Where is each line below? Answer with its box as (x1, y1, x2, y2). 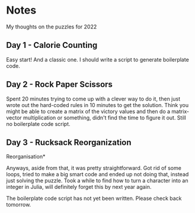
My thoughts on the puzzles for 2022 (6, 23, 97, 30)
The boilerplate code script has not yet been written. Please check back (6, 195, 182, 202)
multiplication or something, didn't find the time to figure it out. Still (23, 114, 187, 121)
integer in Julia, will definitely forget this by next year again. (6, 183, 152, 191)
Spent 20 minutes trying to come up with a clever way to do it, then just (6, 95, 181, 102)
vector (6, 114, 22, 121)
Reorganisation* (6, 153, 46, 160)
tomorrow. (6, 201, 31, 208)
